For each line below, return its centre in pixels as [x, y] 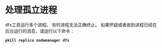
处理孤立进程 [31, 10]
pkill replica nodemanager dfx [37, 40]
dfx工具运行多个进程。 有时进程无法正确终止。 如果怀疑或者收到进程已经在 [81, 25]
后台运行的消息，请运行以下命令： [40, 31]
